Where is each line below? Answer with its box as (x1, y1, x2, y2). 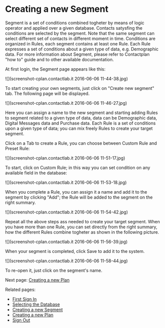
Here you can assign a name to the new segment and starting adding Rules (5, 110, 158, 116)
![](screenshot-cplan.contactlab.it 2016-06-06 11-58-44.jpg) (5, 258, 128, 264)
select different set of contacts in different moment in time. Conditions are (5, 36, 156, 41)
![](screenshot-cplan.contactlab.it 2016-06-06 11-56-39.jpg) (5, 239, 128, 245)
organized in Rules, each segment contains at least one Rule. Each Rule (5, 41, 151, 46)
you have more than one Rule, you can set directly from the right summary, (5, 224, 158, 230)
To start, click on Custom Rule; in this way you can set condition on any (5, 164, 151, 170)
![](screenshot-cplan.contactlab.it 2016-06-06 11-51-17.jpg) (5, 155, 125, 161)
